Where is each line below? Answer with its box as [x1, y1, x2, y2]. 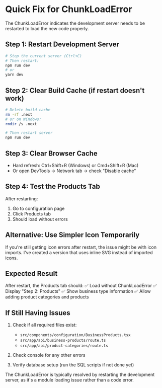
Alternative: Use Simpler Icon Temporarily [5, 230, 140, 240]
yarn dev [5, 72, 24, 77]
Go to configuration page [12, 205, 65, 211]
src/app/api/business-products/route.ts [20, 338, 106, 343]
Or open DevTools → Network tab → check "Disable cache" [12, 168, 136, 174]
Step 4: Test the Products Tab [5, 182, 101, 191]
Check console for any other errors [12, 352, 86, 358]
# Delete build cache [5, 107, 51, 112]
